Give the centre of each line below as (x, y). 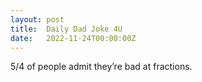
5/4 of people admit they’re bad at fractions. (101, 67)
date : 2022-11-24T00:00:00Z (73, 38)
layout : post (37, 19)
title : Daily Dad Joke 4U (66, 29)
